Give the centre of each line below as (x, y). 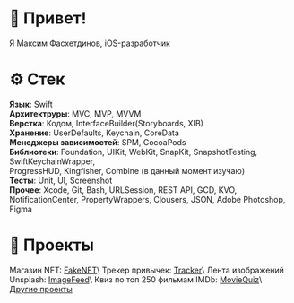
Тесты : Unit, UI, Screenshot (61, 180)
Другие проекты (41, 289)
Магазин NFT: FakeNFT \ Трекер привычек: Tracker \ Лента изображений (147, 270)
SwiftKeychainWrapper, (52, 161)
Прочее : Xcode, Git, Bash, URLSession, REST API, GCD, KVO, (123, 190)
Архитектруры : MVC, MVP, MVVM (75, 113)
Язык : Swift (31, 104)
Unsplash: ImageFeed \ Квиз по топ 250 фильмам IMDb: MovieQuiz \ (136, 279)
